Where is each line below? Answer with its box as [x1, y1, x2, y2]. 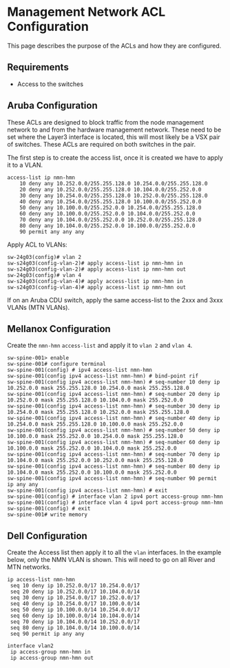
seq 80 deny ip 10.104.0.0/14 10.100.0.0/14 [10, 625, 140, 632]
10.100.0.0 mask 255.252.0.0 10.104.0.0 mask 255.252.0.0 [7, 445, 177, 452]
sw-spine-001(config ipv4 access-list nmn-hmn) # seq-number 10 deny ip [7, 379, 220, 386]
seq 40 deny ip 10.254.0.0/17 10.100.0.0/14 [10, 601, 140, 607]
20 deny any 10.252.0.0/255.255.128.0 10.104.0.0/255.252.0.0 [19, 186, 202, 193]
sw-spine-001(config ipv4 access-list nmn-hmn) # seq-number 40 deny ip [7, 415, 220, 422]
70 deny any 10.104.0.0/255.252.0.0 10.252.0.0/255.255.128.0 [19, 216, 202, 223]
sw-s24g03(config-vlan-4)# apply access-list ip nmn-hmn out [7, 284, 187, 291]
